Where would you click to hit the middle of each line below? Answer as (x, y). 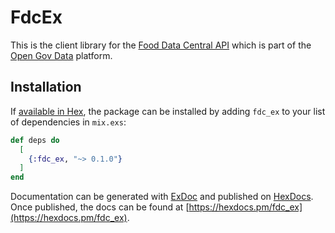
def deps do (35, 140)
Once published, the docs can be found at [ (100, 207)
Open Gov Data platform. (61, 55)
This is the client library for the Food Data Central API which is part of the (161, 45)
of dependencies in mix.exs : (68, 122)
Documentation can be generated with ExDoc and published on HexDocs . (162, 197)
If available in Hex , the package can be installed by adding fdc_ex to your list (168, 111)
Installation (46, 87)
